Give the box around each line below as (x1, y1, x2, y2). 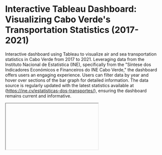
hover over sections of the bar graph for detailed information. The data (5, 77, 149, 83)
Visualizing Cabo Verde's (5, 14, 111, 25)
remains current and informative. (5, 93, 71, 99)
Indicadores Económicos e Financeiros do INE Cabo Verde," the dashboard (5, 66, 158, 72)
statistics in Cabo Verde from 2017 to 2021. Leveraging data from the (5, 56, 145, 62)
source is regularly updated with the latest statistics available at (5, 82, 134, 88)
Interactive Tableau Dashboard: (5, 3, 137, 15)
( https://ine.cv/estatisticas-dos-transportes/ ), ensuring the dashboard (5, 88, 147, 93)
